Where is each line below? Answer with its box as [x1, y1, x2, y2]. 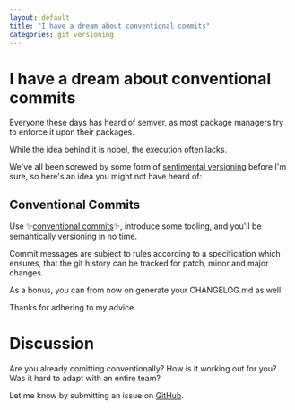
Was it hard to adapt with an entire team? [9, 373, 161, 384]
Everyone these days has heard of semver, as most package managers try [9, 118, 284, 128]
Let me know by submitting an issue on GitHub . [9, 390, 184, 401]
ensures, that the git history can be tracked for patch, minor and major [9, 257, 269, 269]
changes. [9, 267, 44, 278]
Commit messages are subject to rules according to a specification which [9, 249, 281, 259]
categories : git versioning [9, 30, 115, 39]
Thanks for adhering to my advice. [9, 302, 136, 313]
